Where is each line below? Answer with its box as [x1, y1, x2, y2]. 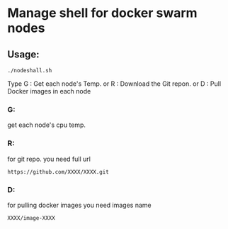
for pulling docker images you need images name [7, 201, 152, 209]
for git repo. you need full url [7, 155, 91, 163]
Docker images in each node [7, 87, 91, 95]
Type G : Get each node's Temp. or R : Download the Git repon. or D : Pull [7, 79, 222, 88]
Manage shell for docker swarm [7, 5, 198, 21]
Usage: [7, 48, 40, 60]
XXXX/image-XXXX [7, 214, 55, 221]
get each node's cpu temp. [7, 121, 86, 129]
